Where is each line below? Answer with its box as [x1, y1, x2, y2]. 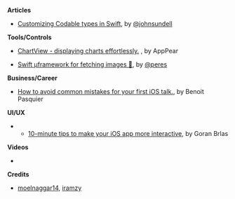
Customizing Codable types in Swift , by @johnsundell [17, 20, 173, 27]
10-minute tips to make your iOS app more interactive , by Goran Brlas [27, 130, 229, 137]
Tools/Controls [7, 33, 52, 41]
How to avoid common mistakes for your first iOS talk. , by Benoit [17, 88, 205, 95]
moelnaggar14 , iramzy [17, 184, 82, 192]
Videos [7, 143, 29, 151]
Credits [7, 170, 29, 178]
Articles [7, 6, 32, 14]
